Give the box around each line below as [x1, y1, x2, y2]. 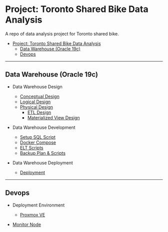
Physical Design [19, 104, 53, 110]
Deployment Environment [12, 202, 65, 208]
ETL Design [27, 109, 51, 115]
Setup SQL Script [19, 134, 56, 140]
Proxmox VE [19, 211, 45, 217]
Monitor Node [12, 221, 41, 227]
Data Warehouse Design [12, 84, 62, 90]
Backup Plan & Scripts [19, 150, 66, 156]
